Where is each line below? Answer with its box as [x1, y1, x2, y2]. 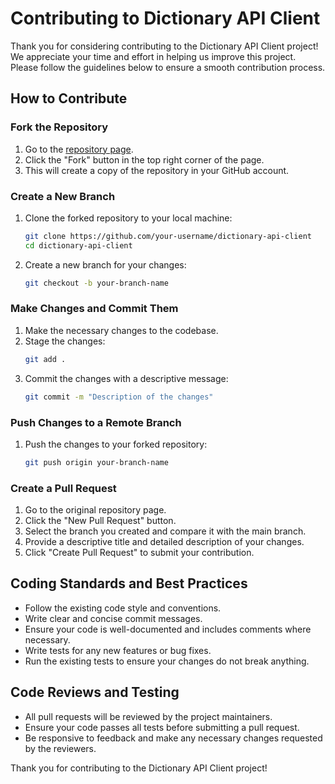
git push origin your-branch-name [24, 457, 169, 467]
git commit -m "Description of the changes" [24, 392, 214, 402]
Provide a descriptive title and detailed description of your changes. [24, 536, 305, 548]
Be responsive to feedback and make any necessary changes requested [24, 732, 323, 744]
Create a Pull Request [10, 481, 117, 495]
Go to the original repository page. [24, 504, 167, 516]
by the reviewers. [24, 742, 97, 754]
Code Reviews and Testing [10, 684, 180, 701]
